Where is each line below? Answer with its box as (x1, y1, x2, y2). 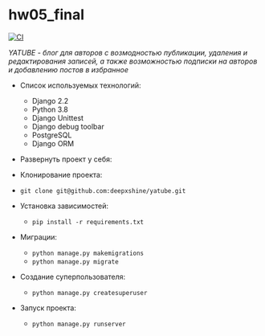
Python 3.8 (31, 104, 68, 114)
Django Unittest (31, 113, 84, 122)
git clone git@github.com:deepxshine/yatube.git (19, 186, 186, 195)
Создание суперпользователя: (19, 272, 126, 281)
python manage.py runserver (31, 320, 126, 328)
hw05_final (8, 6, 85, 24)
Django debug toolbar (31, 121, 104, 131)
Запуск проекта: (19, 303, 76, 313)
